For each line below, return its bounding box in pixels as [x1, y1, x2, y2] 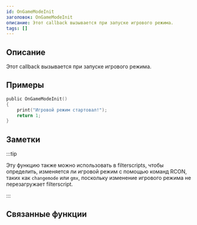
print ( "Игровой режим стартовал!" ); [17, 107, 108, 113]
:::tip [6, 150, 17, 157]
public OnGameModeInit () [6, 96, 68, 102]
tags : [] [6, 25, 28, 31]
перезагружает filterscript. [6, 180, 73, 188]
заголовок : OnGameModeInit [6, 14, 73, 20]
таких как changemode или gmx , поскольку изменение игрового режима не [6, 175, 192, 182]
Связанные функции [6, 209, 87, 220]
